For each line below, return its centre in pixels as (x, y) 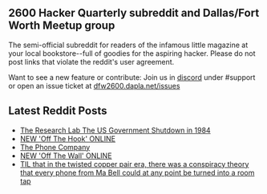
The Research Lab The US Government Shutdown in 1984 (115, 130)
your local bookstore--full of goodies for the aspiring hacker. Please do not (132, 53)
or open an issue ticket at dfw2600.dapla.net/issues (94, 85)
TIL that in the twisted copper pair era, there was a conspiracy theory (134, 164)
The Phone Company (55, 147)
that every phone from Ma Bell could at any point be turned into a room (137, 172)
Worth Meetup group (62, 26)
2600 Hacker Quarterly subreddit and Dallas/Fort (134, 13)
